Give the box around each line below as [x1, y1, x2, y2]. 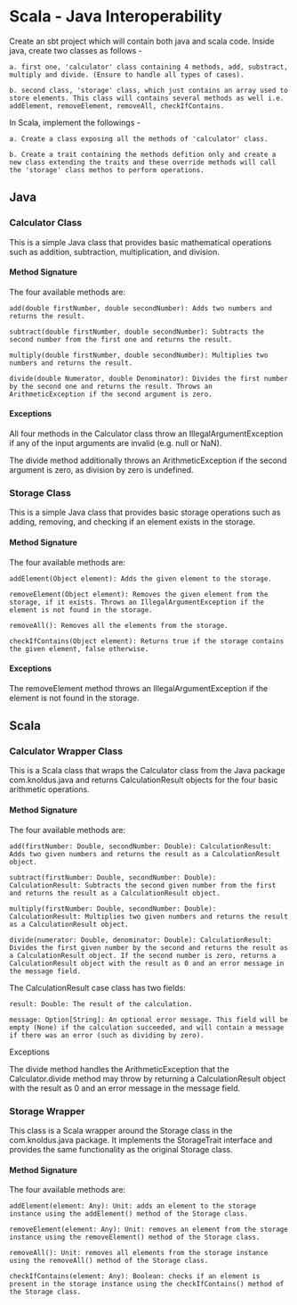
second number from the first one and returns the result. [9, 335, 233, 344]
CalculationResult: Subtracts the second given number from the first [9, 880, 277, 889]
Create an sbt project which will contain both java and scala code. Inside [9, 36, 275, 46]
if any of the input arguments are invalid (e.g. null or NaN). [9, 438, 222, 449]
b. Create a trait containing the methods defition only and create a [9, 150, 277, 159]
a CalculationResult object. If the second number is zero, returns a [9, 951, 277, 960]
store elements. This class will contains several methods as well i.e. [9, 94, 285, 103]
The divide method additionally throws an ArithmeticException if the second [9, 455, 287, 466]
